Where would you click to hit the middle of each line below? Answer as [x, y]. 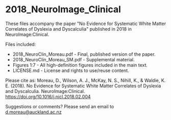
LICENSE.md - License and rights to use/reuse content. [71, 70]
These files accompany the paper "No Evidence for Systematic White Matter [86, 23]
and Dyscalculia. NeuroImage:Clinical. [45, 91]
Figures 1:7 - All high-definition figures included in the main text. [80, 65]
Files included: [21, 44]
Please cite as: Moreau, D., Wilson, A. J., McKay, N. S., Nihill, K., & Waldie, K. [86, 80]
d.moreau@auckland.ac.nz [34, 112]
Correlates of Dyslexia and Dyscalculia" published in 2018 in [68, 29]
